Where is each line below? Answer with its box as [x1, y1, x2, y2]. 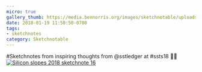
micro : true [6, 8, 36, 15]
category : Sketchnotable [6, 36, 69, 42]
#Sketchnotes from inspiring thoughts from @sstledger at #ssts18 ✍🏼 [6, 53, 177, 60]
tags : [6, 25, 20, 32]
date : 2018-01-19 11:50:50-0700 [6, 20, 87, 26]
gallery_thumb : [6, 14, 44, 20]
